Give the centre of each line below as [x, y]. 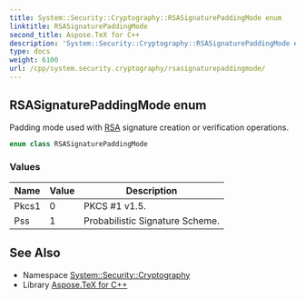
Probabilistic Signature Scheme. [151, 221]
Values [25, 167]
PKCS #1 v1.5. [115, 205]
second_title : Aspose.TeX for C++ [75, 35]
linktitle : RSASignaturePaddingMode [79, 26]
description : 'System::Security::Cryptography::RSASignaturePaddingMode [150, 43]
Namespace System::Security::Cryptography [106, 274]
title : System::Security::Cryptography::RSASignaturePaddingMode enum [146, 18]
